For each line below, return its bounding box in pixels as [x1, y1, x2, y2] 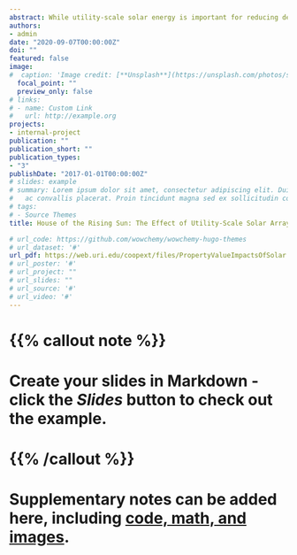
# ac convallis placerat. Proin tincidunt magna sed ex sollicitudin [9, 194, 278, 204]
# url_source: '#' [9, 284, 77, 293]
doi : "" [9, 46, 38, 55]
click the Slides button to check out [9, 389, 273, 410]
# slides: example [9, 178, 77, 187]
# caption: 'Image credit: [9, 71, 113, 80]
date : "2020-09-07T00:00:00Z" [9, 37, 121, 47]
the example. [9, 408, 108, 428]
